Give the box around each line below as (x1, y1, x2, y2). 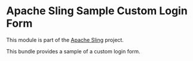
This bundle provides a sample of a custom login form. (6, 47, 140, 54)
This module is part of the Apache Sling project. (6, 36, 124, 43)
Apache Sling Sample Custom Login (6, 4, 188, 18)
